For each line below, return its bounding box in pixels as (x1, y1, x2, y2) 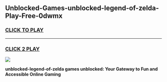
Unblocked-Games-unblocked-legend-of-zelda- (5, 4, 159, 12)
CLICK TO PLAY (5, 27, 44, 34)
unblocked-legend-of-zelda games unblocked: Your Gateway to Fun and (5, 66, 158, 72)
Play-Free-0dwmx (5, 12, 63, 20)
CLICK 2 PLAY (5, 45, 40, 52)
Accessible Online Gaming (5, 71, 61, 77)
